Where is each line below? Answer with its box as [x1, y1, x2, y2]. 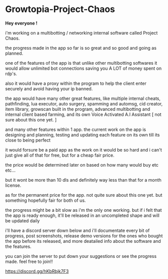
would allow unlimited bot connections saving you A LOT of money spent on [5, 65, 162, 71]
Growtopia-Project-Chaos [5, 4, 115, 15]
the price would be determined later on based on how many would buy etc [5, 162, 159, 168]
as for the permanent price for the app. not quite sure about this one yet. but [5, 192, 162, 198]
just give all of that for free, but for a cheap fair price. [5, 152, 114, 158]
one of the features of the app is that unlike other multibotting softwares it [5, 60, 157, 66]
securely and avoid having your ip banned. [5, 85, 93, 91]
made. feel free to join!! [5, 258, 53, 264]
